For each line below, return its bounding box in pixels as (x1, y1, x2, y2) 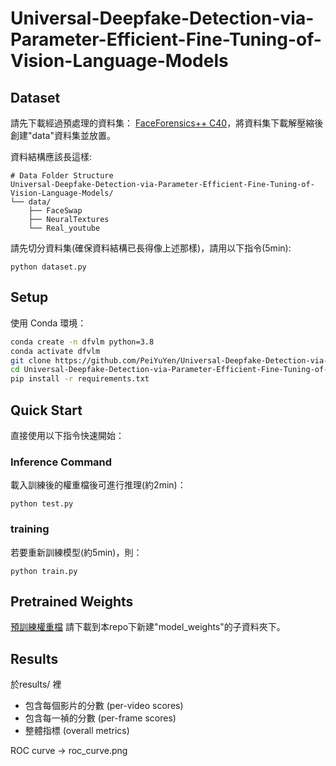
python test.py (10, 499, 74, 509)
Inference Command (10, 455, 113, 469)
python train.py (10, 566, 78, 576)
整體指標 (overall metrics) (24, 725, 130, 737)
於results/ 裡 (10, 678, 62, 691)
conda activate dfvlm (10, 346, 101, 356)
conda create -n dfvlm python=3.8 (10, 337, 155, 347)
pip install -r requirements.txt (10, 374, 150, 384)
